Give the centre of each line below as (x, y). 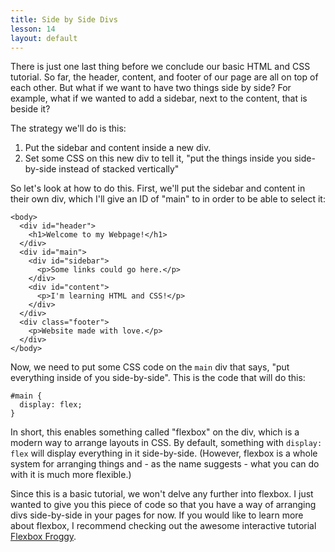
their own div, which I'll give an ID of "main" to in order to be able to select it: (168, 199)
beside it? (30, 109)
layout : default (44, 38)
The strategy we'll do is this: (68, 128)
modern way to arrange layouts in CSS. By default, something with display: (166, 443)
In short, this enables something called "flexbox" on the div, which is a (155, 432)
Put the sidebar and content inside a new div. (118, 148)
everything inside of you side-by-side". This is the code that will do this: (158, 378)
